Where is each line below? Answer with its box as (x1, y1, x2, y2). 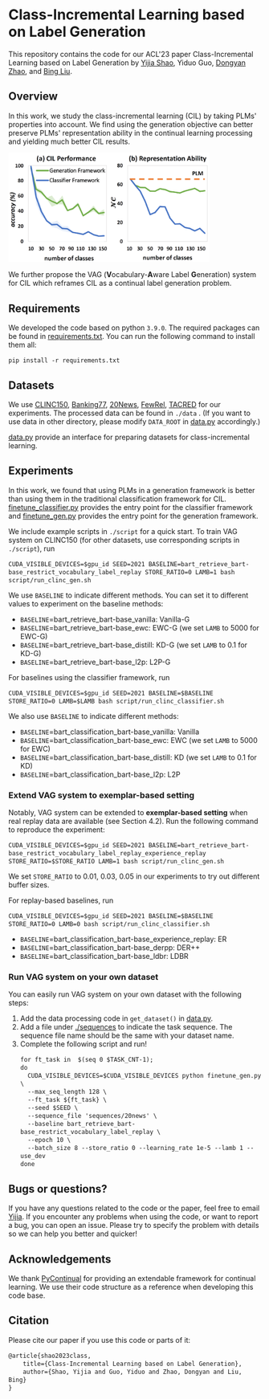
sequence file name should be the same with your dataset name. (19, 1030, 234, 1041)
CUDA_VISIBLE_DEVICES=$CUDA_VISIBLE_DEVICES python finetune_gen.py (27, 1072, 262, 1080)
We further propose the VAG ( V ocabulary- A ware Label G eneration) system (8, 270, 257, 279)
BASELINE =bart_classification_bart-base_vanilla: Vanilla (19, 727, 200, 736)
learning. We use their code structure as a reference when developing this (8, 1282, 254, 1291)
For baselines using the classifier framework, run (8, 672, 170, 682)
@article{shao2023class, (8, 1352, 92, 1360)
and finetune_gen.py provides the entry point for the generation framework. (8, 511, 259, 520)
